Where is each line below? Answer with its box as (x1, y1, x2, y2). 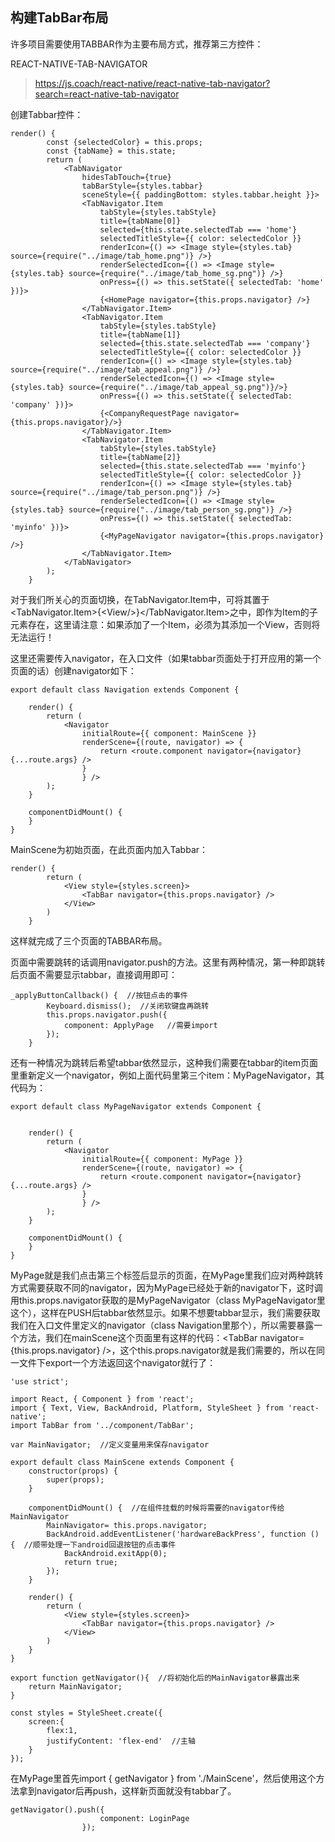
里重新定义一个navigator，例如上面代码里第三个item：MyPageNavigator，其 (10, 1069, 325, 1081)
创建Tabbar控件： (10, 108, 84, 120)
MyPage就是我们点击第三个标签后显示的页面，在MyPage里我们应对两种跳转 (10, 1269, 324, 1281)
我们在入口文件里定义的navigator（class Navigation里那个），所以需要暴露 (10, 1319, 315, 1331)
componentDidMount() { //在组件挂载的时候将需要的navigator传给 (28, 1503, 285, 1513)
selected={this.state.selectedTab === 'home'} (99, 224, 298, 235)
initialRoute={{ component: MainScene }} (81, 728, 257, 738)
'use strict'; (10, 1376, 70, 1387)
